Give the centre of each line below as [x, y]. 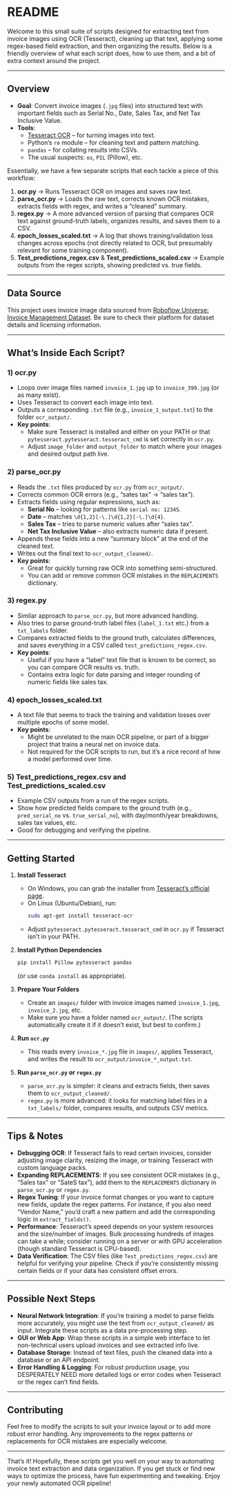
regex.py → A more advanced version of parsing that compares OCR [115, 213]
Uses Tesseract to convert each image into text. [85, 402]
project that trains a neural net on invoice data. [94, 745]
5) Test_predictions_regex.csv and [67, 777]
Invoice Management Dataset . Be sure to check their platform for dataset [111, 317]
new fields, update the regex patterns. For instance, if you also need [114, 1204]
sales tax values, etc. [47, 823]
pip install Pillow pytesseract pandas [75, 963]
